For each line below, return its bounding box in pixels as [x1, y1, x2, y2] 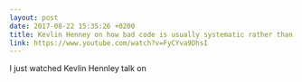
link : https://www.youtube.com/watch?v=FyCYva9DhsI [9, 38, 208, 48]
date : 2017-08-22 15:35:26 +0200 [9, 22, 136, 31]
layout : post [9, 13, 59, 23]
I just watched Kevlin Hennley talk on [9, 63, 147, 74]
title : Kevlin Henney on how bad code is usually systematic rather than [9, 30, 294, 39]
